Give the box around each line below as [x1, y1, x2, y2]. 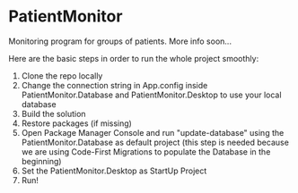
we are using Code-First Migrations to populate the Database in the [21, 146, 271, 157]
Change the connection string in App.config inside [21, 80, 208, 90]
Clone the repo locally [21, 70, 103, 81]
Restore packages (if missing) [21, 118, 132, 129]
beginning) [21, 155, 62, 166]
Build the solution [21, 108, 86, 119]
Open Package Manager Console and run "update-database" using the [21, 127, 285, 138]
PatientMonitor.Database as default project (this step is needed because [21, 137, 289, 147]
